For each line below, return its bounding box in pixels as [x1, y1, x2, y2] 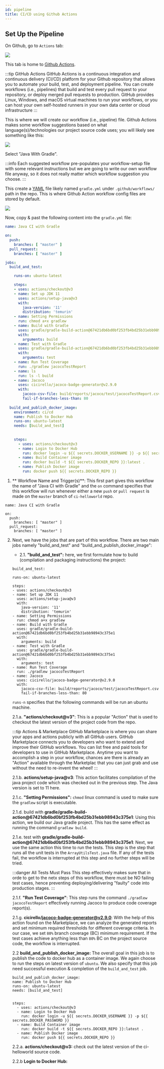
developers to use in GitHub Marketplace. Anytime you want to [12, 749, 139, 755]
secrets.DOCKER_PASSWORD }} [12, 1018, 69, 1023]
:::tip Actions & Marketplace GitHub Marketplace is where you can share [12, 728, 157, 734]
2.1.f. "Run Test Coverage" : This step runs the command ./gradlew [12, 894, 147, 901]
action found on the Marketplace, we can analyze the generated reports [12, 920, 157, 926]
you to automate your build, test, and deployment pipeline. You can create [5, 81, 154, 87]
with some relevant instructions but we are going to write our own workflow [5, 166, 157, 172]
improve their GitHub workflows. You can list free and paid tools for [12, 744, 148, 750]
